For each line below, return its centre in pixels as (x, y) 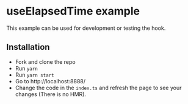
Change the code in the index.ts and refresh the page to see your (98, 88)
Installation (28, 47)
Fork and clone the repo (45, 61)
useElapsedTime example (73, 11)
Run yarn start (34, 75)
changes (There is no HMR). (51, 94)
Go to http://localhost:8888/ (50, 81)
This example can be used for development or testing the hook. (86, 28)
